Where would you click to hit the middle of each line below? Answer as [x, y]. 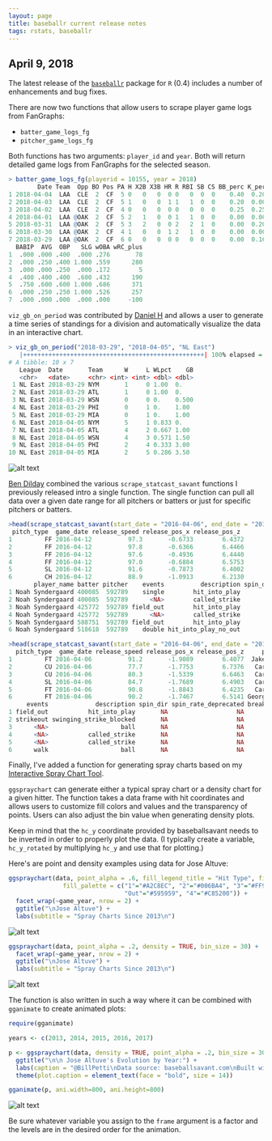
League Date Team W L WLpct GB [106, 370]
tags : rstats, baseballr [50, 31]
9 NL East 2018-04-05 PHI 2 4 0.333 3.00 [101, 445]
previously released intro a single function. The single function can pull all [132, 492]
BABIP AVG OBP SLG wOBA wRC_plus [79, 248]
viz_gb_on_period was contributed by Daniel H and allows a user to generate [136, 316]
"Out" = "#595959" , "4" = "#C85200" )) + [186, 894]
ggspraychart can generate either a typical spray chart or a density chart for [135, 789]
